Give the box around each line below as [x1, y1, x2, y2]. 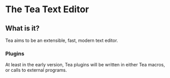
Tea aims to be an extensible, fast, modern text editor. [5, 37, 118, 43]
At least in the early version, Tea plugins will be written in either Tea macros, [5, 62, 165, 68]
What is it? [5, 24, 40, 33]
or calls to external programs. [5, 67, 67, 73]
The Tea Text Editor [5, 4, 89, 15]
